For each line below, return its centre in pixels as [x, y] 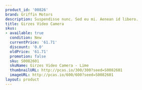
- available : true [24, 33]
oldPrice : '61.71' [29, 51]
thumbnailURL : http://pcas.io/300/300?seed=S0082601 [66, 70]
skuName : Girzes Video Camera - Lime [49, 65]
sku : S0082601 [24, 61]
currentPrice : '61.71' [33, 42]
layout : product [22, 79]
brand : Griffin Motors [29, 14]
